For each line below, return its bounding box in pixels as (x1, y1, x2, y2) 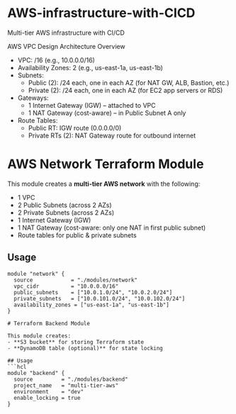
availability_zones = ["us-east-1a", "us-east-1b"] (13, 301, 170, 308)
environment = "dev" (13, 388, 84, 395)
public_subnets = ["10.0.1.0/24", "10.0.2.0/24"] (13, 289, 173, 296)
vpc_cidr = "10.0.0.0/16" (13, 282, 119, 290)
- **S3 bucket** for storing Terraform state (7, 338, 144, 345)
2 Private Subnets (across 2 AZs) (17, 208, 115, 217)
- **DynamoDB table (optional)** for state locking (7, 345, 163, 352)
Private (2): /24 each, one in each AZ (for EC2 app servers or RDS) (28, 86, 223, 94)
